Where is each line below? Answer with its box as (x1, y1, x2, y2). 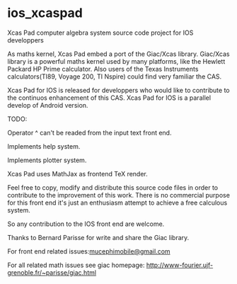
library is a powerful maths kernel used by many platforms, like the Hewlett (7, 57, 226, 65)
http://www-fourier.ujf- (146, 261, 214, 269)
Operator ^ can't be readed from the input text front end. (7, 128, 172, 137)
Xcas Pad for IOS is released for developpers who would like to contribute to (7, 86, 230, 94)
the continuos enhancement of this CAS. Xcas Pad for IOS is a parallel (7, 93, 211, 102)
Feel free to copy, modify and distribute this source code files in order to (7, 183, 219, 192)
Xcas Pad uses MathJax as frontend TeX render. (7, 169, 149, 178)
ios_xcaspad (7, 5, 83, 21)
